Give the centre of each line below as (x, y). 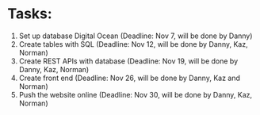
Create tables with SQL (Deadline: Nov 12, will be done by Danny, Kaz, (133, 44)
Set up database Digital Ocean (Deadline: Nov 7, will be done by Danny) (136, 36)
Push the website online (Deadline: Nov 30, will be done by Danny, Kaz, (136, 94)
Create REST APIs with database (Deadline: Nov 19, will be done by (128, 61)
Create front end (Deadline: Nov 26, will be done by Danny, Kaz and (130, 78)
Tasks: (30, 14)
